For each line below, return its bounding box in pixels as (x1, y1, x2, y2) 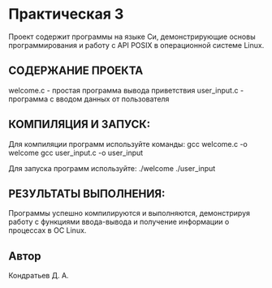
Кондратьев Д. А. (8, 271, 69, 281)
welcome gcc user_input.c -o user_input (8, 148, 144, 157)
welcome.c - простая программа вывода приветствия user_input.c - (8, 85, 244, 95)
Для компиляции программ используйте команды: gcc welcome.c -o (8, 139, 248, 148)
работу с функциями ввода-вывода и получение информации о (8, 217, 230, 227)
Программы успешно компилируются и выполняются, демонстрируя (8, 208, 250, 218)
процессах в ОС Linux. (8, 226, 87, 235)
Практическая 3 (8, 5, 124, 24)
